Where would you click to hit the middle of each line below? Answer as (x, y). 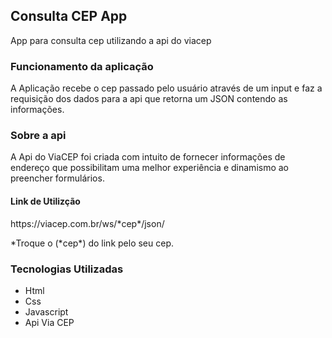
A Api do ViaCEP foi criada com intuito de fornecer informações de (148, 157)
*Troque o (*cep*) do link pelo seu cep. (92, 243)
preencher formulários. (57, 178)
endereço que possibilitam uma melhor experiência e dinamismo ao (150, 168)
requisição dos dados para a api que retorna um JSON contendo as (149, 99)
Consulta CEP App (69, 16)
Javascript (46, 311)
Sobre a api (38, 136)
